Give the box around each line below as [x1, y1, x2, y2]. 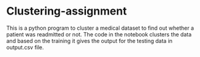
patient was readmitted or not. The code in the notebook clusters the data [6, 30, 192, 38]
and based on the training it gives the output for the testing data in [6, 37, 173, 44]
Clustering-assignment [6, 4, 127, 18]
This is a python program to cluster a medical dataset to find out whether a [6, 24, 194, 32]
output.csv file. [6, 44, 45, 51]
